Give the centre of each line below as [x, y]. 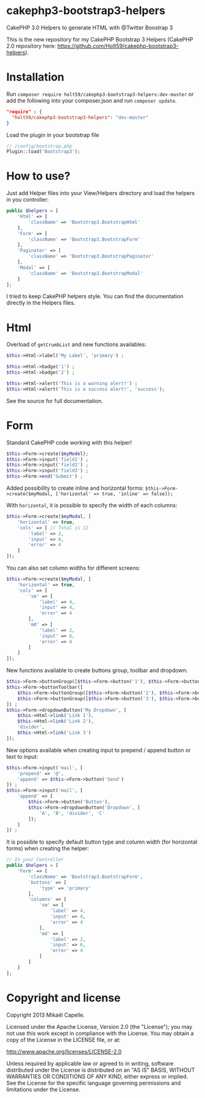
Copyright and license [63, 998]
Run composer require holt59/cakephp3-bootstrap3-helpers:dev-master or [100, 94]
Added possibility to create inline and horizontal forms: [75, 488]
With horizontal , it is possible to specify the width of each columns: [92, 506]
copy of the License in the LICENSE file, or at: [63, 1039]
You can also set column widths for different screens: [73, 568]
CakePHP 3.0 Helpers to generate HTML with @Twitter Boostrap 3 [90, 28]
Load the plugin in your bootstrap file [53, 134]
